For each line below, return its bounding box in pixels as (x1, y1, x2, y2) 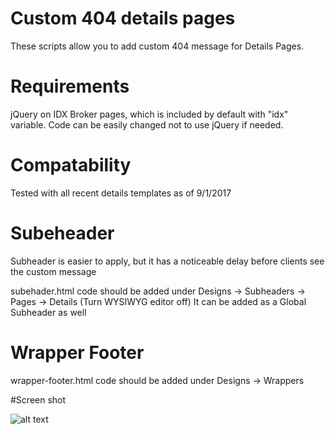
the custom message (10, 265, 97, 277)
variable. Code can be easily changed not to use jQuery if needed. (10, 118, 284, 131)
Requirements (10, 75, 130, 98)
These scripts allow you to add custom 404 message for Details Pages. (10, 40, 305, 52)
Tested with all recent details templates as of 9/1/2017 (10, 187, 232, 199)
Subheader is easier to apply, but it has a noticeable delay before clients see (10, 255, 325, 267)
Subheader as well (10, 306, 87, 318)
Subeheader (10, 222, 115, 244)
